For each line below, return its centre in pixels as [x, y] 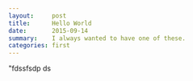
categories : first [39, 46]
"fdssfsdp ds [29, 68]
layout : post [38, 16]
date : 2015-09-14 [48, 30]
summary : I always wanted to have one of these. [97, 38]
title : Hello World [50, 23]
